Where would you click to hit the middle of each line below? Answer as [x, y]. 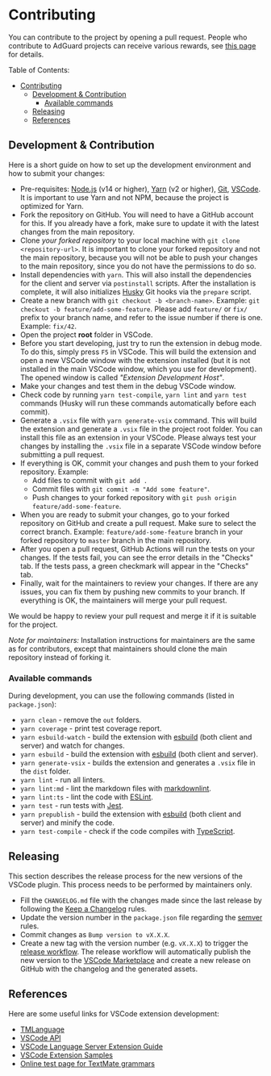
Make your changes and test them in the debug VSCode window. [128, 386]
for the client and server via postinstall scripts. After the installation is [138, 283]
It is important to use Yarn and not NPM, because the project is [125, 197]
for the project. [33, 624]
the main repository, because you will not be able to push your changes [139, 257]
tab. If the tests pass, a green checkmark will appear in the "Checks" [134, 565]
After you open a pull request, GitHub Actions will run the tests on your [138, 548]
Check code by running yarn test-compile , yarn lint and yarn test [133, 394]
